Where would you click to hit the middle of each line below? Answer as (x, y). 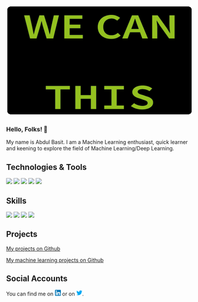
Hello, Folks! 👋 (27, 129)
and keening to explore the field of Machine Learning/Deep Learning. (90, 149)
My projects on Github (33, 248)
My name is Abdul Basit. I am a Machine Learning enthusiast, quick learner (97, 142)
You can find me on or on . (45, 294)
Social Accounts (37, 279)
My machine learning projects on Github (55, 260)
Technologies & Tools (46, 167)
